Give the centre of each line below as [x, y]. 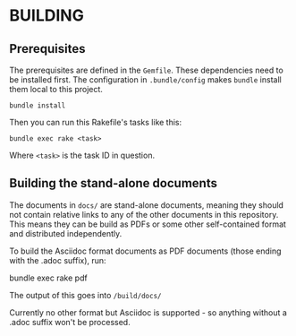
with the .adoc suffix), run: [58, 260]
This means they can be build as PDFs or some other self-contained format [148, 224]
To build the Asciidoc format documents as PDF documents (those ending [145, 251]
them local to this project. [56, 89]
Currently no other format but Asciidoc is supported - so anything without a [148, 312]
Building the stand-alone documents [113, 183]
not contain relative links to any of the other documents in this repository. [144, 214]
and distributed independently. [66, 233]
